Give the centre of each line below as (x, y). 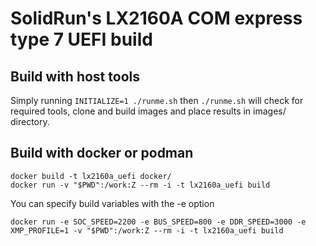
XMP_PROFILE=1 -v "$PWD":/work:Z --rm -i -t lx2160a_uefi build (147, 230)
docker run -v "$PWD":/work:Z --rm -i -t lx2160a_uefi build (140, 185)
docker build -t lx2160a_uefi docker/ (91, 176)
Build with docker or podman (102, 153)
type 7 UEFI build (81, 39)
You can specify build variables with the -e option (112, 203)
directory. (30, 121)
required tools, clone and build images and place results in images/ (148, 111)
